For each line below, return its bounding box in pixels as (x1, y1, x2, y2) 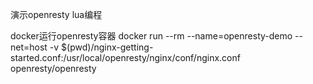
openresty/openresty (10, 63, 97, 74)
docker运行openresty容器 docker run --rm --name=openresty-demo (10, 30, 293, 42)
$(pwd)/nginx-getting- (61, 41, 154, 53)
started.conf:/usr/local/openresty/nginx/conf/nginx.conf (10, 52, 241, 63)
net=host (10, 41, 48, 53)
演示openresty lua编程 (10, 9, 103, 20)
